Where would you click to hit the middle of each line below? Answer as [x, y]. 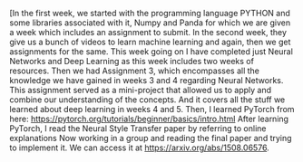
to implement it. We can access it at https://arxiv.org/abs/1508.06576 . [139, 148]
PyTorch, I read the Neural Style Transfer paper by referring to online [138, 129]
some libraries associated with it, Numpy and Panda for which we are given [150, 23]
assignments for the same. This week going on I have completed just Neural [151, 52]
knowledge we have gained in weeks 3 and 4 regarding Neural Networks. [147, 80]
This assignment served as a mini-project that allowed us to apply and [141, 90]
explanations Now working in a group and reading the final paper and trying [151, 138]
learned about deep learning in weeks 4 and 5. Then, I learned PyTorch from [152, 109]
